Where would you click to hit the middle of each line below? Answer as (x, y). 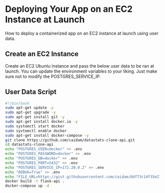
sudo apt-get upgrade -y (30, 113)
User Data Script (31, 92)
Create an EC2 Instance (42, 54)
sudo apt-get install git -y (35, 117)
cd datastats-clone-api (29, 145)
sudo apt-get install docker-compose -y (47, 135)
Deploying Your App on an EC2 (69, 9)
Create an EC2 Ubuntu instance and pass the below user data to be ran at (80, 66)
